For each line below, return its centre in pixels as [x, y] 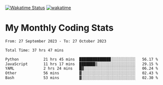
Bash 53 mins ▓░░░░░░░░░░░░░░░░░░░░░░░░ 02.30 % [81, 78]
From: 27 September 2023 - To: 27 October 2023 [56, 41]
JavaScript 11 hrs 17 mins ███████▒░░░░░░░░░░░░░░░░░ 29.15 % [81, 64]
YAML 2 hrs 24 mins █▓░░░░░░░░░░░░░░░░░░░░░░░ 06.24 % [81, 68]
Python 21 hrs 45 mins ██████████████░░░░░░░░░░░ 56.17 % [81, 59]
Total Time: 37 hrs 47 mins [35, 50]
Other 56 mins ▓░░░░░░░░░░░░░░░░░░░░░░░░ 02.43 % [81, 73]
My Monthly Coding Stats [59, 28]
